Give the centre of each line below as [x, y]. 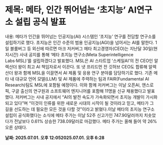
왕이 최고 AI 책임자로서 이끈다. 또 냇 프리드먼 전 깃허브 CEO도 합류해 [82, 66]
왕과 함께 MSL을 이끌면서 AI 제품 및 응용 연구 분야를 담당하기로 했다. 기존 [83, 73]
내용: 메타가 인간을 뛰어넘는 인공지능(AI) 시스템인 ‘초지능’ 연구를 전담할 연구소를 [81, 36]
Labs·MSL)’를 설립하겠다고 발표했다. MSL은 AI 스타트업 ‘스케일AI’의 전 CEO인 [79, 61]
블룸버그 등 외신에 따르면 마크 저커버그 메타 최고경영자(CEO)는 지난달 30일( [82, 48]
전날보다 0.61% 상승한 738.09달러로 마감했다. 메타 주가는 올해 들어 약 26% [85, 121]
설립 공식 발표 [41, 22]
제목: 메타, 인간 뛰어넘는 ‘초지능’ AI [71, 10]
